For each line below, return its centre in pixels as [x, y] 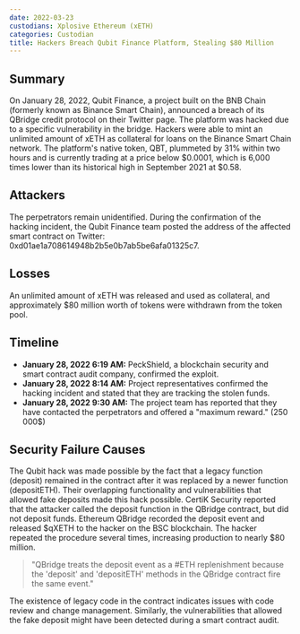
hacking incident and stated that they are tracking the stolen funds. [146, 393]
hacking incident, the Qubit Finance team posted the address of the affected [150, 226]
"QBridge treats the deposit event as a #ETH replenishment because [158, 565]
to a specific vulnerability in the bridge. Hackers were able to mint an [136, 129]
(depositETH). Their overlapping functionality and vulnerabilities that [135, 491]
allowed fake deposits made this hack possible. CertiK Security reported [142, 499]
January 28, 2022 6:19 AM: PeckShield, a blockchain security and [145, 364]
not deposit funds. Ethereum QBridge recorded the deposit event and [137, 519]
